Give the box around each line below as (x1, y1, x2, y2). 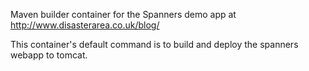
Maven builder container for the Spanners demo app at (10, 9, 237, 20)
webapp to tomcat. (10, 49, 88, 61)
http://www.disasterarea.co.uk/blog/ (10, 19, 160, 31)
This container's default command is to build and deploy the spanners (10, 39, 299, 50)
